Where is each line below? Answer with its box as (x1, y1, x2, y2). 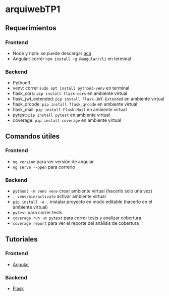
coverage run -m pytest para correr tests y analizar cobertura (12, 215, 141, 221)
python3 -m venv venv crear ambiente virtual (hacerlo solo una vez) (12, 188, 153, 194)
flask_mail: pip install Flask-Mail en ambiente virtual (12, 107, 127, 113)
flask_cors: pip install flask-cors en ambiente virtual (12, 90, 128, 96)
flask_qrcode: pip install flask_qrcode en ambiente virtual (12, 101, 138, 107)
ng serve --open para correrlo (12, 164, 76, 170)
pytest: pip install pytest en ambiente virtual (12, 112, 110, 118)
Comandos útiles (5, 132, 60, 140)
